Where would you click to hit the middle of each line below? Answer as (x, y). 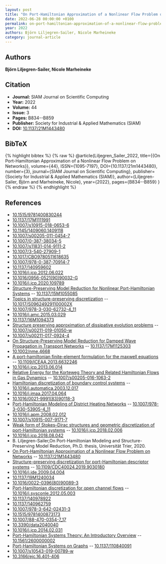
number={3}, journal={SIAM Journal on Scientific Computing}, (68, 172)
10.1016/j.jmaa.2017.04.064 (39, 393)
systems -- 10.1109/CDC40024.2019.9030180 (59, 467)
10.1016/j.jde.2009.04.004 (39, 472)
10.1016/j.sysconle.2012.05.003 (44, 493)
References (23, 203)
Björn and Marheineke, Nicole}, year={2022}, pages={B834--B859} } (89, 182)
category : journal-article (33, 38)
